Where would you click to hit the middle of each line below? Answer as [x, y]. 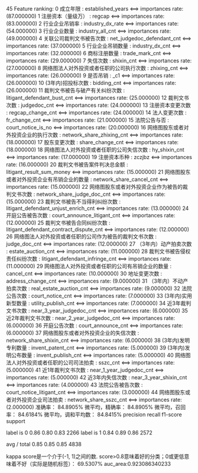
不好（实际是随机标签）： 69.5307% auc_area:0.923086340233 [94, 464]
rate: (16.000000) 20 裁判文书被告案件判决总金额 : [67, 164]
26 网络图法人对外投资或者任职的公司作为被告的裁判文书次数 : [82, 236]
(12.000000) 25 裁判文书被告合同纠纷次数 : [58, 223]
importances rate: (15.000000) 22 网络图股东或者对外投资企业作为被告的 [95, 187]
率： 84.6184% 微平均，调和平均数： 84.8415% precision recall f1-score [94, 415]
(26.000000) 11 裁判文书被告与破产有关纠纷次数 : [66, 90]
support [16, 421]
